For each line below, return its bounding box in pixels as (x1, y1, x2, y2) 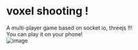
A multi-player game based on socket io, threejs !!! (6, 24, 133, 31)
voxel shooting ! (6, 4, 89, 18)
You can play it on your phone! (6, 30, 83, 37)
